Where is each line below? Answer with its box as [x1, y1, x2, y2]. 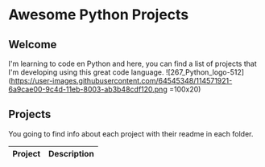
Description [48, 148, 94, 159]
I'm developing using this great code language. [8, 67, 164, 77]
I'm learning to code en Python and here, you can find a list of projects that [8, 59, 257, 68]
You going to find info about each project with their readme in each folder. [8, 128, 254, 138]
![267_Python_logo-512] [165, 67, 244, 77]
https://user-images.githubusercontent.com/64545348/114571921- [10, 76, 233, 85]
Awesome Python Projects [8, 6, 189, 24]
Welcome [8, 38, 57, 51]
